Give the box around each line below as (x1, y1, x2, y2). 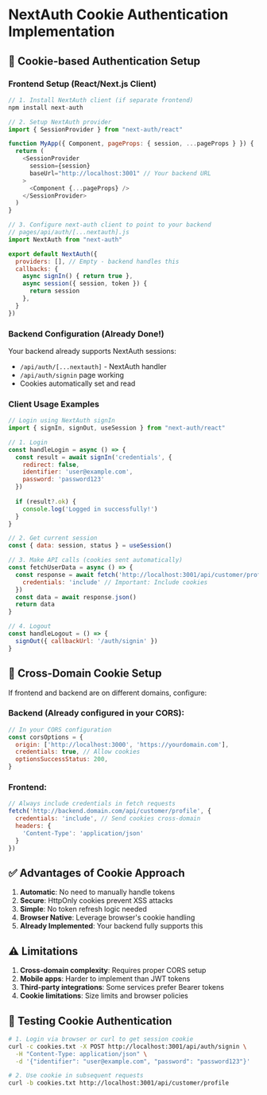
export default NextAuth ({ (8, 249, 98, 258)
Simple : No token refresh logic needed (19, 905, 147, 914)
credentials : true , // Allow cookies (15, 748, 141, 756)
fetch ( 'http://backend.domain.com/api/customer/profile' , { (8, 807, 212, 815)
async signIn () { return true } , (22, 273, 133, 281)
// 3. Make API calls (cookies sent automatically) (8, 556, 183, 564)
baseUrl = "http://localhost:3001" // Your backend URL (29, 169, 212, 177)
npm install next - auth (8, 104, 83, 112)
